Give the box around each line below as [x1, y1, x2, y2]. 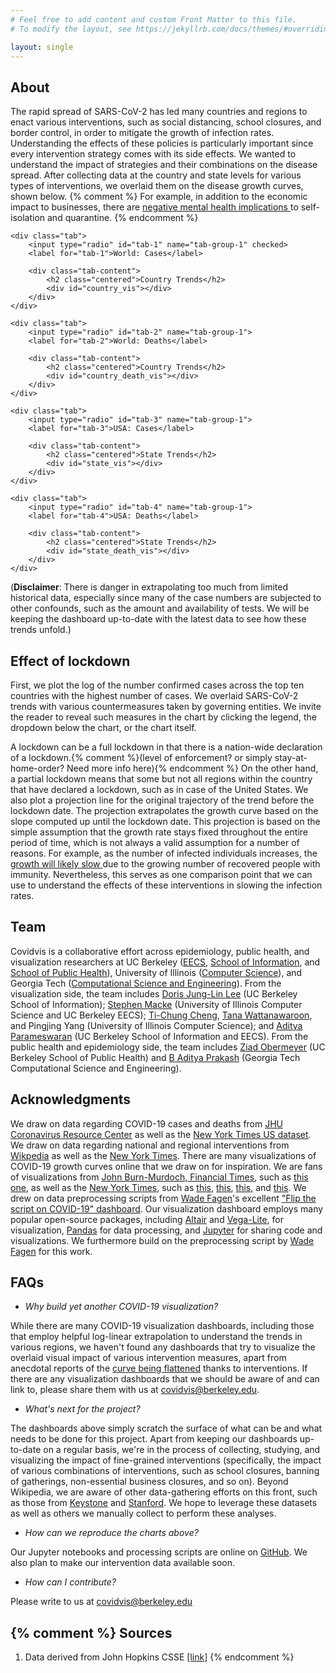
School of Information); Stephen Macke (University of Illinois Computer [10, 998, 303, 1010]
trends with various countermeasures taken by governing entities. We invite [10, 701, 322, 712]
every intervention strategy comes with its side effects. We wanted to [10, 148, 297, 160]
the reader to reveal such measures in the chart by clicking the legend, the [10, 711, 317, 723]
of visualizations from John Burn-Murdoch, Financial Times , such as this [10, 1171, 309, 1183]
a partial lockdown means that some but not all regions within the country [10, 773, 313, 785]
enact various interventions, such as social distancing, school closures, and [10, 116, 322, 128]
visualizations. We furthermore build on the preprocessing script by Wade [10, 1234, 315, 1246]
